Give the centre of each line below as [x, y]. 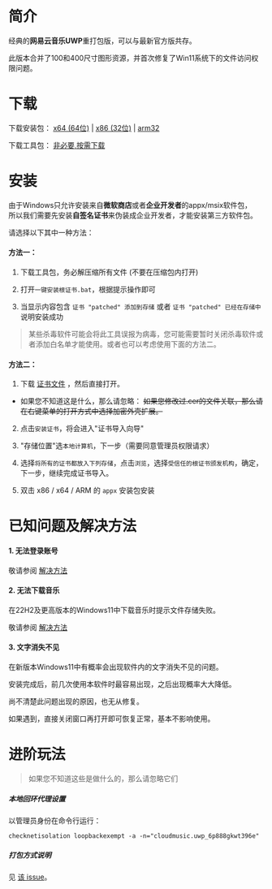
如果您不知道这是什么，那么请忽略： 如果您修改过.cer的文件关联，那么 [138, 401]
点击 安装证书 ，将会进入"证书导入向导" [82, 429]
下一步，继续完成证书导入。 [67, 473]
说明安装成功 [41, 317]
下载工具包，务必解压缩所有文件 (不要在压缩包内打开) [109, 272]
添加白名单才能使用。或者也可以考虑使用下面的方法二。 [128, 344]
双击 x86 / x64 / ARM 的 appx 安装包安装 [87, 490]
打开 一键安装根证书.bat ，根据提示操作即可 [88, 290]
